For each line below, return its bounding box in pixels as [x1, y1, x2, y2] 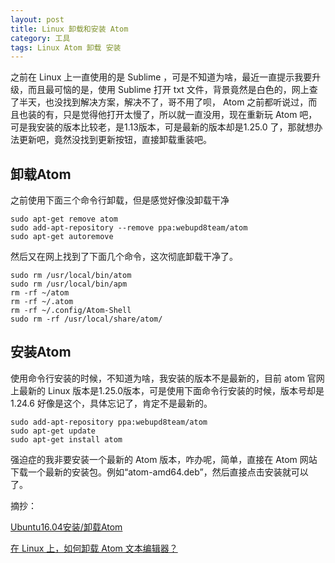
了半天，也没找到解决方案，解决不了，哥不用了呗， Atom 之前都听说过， [10, 96, 309, 108]
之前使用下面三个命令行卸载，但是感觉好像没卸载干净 [10, 194, 230, 206]
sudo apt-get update [10, 426, 97, 436]
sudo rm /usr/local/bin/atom [10, 271, 132, 281]
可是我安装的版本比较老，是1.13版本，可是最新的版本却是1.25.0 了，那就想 [10, 121, 315, 133]
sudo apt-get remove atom [10, 214, 118, 225]
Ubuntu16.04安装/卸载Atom [10, 521, 123, 533]
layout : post [10, 14, 65, 25]
